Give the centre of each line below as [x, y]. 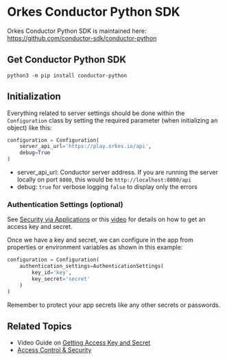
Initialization [34, 97]
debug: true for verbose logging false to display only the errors [107, 187]
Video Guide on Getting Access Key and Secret [84, 343]
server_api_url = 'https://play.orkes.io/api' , [86, 147]
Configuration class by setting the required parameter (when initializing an [112, 120]
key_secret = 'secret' [61, 279]
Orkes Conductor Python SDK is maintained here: [77, 31]
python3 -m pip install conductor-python [67, 75]
